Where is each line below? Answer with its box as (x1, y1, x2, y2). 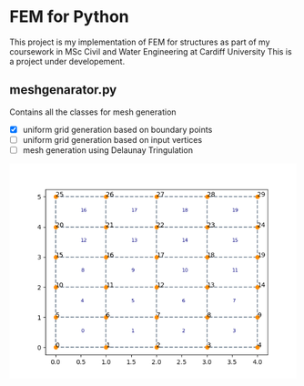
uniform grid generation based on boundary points (22, 124, 213, 135)
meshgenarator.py (9, 82, 117, 97)
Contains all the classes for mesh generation (9, 107, 177, 117)
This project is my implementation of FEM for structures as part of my (9, 36, 270, 47)
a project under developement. (9, 56, 126, 66)
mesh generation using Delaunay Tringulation (22, 144, 194, 156)
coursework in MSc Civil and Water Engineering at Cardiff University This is (9, 46, 293, 56)
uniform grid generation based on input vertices (22, 134, 203, 145)
